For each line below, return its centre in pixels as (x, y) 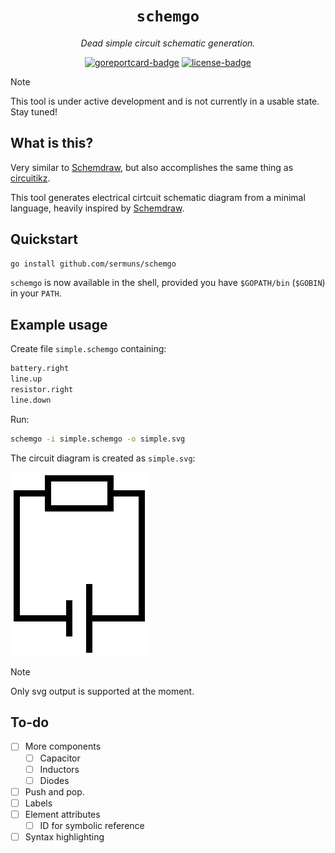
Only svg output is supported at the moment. (102, 691)
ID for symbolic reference (92, 825)
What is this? (52, 143)
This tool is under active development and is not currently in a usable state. (165, 101)
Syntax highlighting (64, 836)
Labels (38, 803)
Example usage (59, 324)
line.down (31, 400)
